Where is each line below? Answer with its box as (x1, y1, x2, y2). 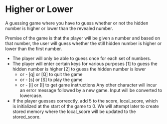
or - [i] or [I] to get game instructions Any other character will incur (19, 81, 157, 88)
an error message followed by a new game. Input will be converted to (19, 87, 163, 93)
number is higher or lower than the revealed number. (5, 25, 113, 31)
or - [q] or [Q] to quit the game (19, 71, 83, 77)
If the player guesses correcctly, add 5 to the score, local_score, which (12, 97, 158, 103)
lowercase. (19, 92, 43, 98)
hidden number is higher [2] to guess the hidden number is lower (12, 66, 146, 72)
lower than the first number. (5, 45, 62, 51)
